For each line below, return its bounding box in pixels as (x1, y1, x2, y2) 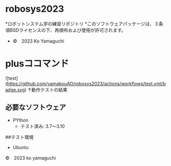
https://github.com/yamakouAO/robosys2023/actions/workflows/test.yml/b (7, 80, 166, 87)
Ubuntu (12, 144, 29, 150)
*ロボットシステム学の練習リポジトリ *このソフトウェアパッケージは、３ (5, 20, 159, 27)
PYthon (12, 117, 29, 123)
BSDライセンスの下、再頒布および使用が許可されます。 (9, 27, 126, 33)
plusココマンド (5, 58, 69, 70)
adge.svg (5, 87, 25, 93)
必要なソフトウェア (5, 103, 66, 112)
